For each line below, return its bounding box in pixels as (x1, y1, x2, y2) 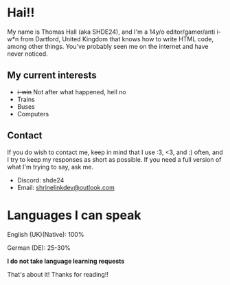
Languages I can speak (7, 207, 141, 223)
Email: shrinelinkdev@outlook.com (16, 183, 115, 191)
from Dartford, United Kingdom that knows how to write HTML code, (20, 34, 214, 43)
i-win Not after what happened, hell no (16, 87, 126, 96)
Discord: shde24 (16, 176, 65, 184)
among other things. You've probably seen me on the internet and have (7, 42, 209, 50)
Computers (16, 109, 49, 118)
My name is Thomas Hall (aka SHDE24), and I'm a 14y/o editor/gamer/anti (7, 28, 216, 36)
